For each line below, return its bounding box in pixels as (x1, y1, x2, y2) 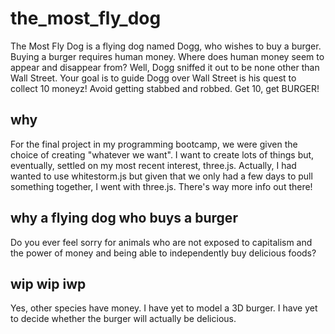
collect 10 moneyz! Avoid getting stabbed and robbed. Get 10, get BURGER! (10, 82, 320, 94)
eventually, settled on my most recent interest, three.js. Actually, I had (10, 159, 297, 171)
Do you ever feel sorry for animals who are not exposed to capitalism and (10, 236, 313, 248)
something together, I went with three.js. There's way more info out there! (10, 180, 313, 192)
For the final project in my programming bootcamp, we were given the (10, 138, 298, 150)
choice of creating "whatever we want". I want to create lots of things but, (10, 148, 315, 161)
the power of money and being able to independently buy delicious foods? (10, 247, 317, 259)
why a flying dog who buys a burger (10, 210, 238, 227)
